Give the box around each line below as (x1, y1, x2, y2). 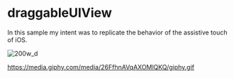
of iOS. (7, 35, 28, 44)
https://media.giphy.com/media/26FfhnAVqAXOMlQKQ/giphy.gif (7, 63, 195, 71)
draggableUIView (7, 5, 112, 21)
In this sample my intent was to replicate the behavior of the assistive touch (7, 28, 228, 37)
